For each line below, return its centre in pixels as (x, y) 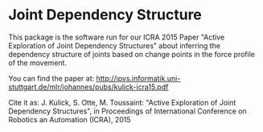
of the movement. (37, 63)
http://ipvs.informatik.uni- (138, 78)
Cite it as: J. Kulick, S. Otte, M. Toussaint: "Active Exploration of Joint (122, 102)
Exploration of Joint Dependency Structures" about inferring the (115, 45)
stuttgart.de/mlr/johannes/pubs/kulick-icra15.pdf (88, 87)
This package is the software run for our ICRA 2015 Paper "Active (117, 37)
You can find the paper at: (51, 78)
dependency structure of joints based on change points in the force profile (132, 54)
